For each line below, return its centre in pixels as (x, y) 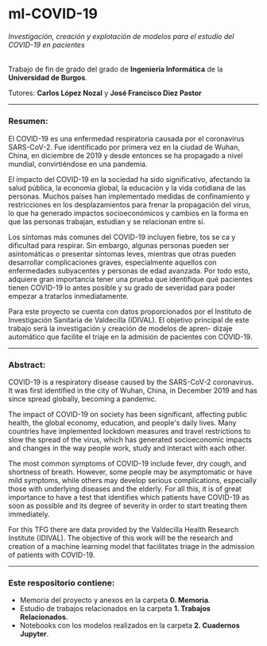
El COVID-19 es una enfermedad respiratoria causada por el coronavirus (126, 138)
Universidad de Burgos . (48, 78)
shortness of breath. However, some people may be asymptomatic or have (130, 472)
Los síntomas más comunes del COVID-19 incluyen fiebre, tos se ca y (122, 237)
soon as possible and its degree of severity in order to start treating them (128, 505)
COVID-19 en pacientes (46, 44)
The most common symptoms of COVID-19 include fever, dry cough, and (128, 463)
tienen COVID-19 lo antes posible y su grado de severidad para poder (122, 288)
